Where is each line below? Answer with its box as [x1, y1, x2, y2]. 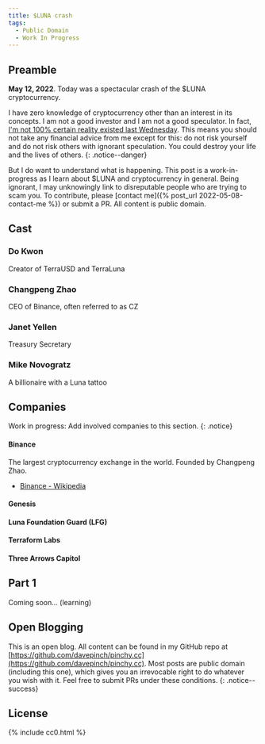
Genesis [8, 499, 36, 508]
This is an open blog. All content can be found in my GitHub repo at [8, 642, 229, 651]
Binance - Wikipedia [19, 481, 86, 490]
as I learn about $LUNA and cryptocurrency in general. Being [39, 174, 240, 183]
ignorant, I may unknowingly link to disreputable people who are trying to [8, 182, 248, 192]
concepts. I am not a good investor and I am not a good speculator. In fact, [8, 117, 252, 126]
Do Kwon [8, 246, 44, 257]
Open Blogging [8, 620, 84, 635]
